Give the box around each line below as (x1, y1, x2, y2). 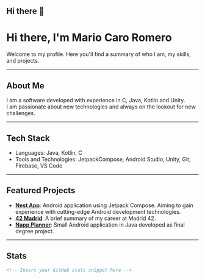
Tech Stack (6, 133, 50, 143)
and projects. (6, 57, 40, 65)
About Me (6, 80, 45, 91)
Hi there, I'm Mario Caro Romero (6, 30, 172, 44)
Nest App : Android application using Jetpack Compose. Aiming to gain (15, 202, 193, 209)
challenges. (6, 110, 35, 117)
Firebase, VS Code (15, 162, 63, 169)
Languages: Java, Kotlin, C (15, 149, 83, 156)
